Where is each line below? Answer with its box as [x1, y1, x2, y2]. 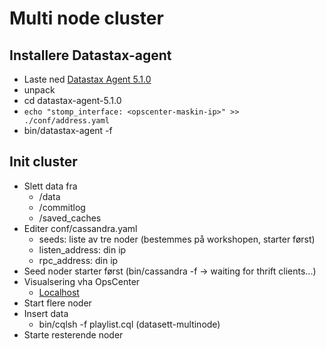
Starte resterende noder [23, 328, 124, 341]
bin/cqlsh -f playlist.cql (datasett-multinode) [38, 318, 221, 330]
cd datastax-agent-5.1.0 [23, 95, 122, 106]
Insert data [23, 307, 69, 319]
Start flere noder [23, 297, 92, 309]
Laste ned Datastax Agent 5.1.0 [23, 73, 152, 85]
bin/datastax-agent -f [23, 125, 113, 136]
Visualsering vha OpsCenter [23, 275, 141, 287]
